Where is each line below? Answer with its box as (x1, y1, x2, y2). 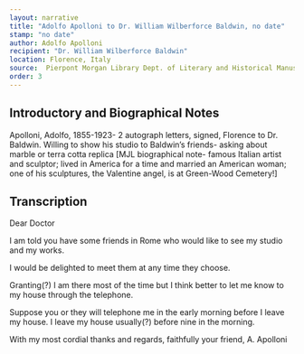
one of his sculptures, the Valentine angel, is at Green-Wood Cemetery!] (9, 168, 278, 179)
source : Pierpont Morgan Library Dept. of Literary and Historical (9, 64, 273, 73)
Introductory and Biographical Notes (9, 106, 220, 121)
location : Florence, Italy (9, 55, 111, 64)
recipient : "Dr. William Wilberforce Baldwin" (9, 47, 188, 56)
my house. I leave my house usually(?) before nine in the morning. (9, 317, 255, 328)
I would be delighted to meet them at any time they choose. (9, 263, 231, 274)
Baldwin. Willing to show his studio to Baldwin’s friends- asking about (9, 139, 268, 150)
